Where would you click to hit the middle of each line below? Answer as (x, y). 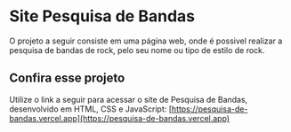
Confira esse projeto (67, 78)
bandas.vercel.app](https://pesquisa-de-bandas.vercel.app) (119, 118)
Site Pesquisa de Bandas (102, 16)
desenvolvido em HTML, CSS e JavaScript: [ (90, 109)
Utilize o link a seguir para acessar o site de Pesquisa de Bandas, (129, 99)
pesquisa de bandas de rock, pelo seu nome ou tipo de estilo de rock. (137, 50)
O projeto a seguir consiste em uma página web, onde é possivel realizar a (146, 41)
